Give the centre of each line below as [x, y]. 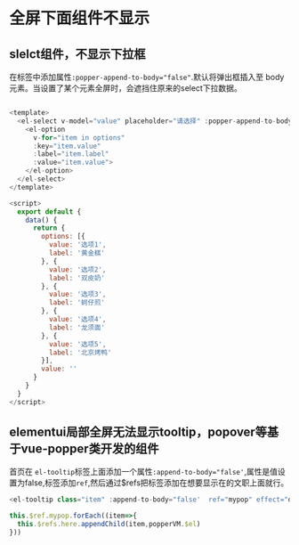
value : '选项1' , [77, 245]
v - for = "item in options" [79, 138]
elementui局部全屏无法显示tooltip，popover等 [138, 432]
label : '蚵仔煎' [77, 303]
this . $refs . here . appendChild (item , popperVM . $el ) [109, 525]
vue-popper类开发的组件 [90, 449]
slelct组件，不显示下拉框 [77, 54]
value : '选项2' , [77, 269]
